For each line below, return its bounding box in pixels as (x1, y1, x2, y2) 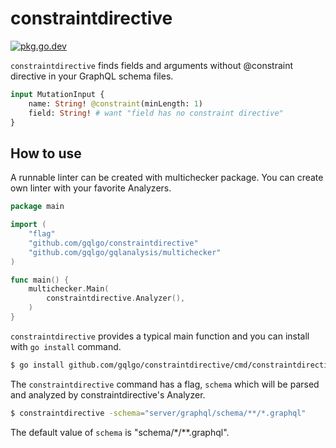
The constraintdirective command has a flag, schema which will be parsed (10, 378, 320, 390)
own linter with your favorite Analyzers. (10, 182, 172, 194)
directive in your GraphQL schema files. (10, 70, 174, 82)
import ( (10, 220, 47, 230)
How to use (10, 145, 82, 162)
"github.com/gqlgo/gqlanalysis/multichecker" (28, 247, 222, 257)
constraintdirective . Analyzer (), (46, 293, 186, 304)
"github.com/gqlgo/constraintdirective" (28, 238, 199, 248)
